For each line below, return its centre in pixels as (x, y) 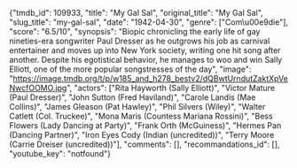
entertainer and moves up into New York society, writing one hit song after (145, 50)
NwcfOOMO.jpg (38, 88)
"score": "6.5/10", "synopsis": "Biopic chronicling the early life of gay (135, 31)
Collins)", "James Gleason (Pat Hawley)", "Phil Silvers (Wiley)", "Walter (137, 107)
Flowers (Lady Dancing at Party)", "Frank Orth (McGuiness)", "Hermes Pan (145, 126)
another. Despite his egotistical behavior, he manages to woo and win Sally (146, 60)
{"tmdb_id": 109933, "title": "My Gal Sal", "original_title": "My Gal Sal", (136, 13)
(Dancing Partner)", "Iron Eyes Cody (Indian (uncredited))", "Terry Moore (142, 135)
